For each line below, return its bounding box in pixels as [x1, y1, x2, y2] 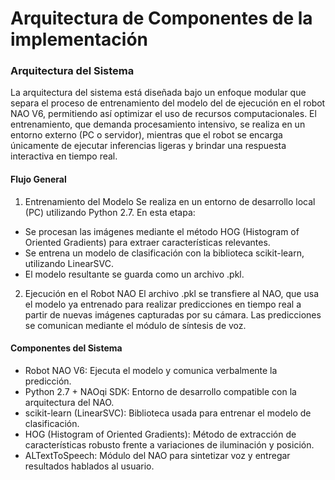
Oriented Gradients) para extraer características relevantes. [24, 236, 271, 248]
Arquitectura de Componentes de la [10, 7, 313, 30]
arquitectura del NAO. [24, 396, 115, 408]
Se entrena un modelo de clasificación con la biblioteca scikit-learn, [24, 247, 305, 259]
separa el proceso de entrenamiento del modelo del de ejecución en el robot [10, 97, 326, 109]
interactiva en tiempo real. [10, 150, 118, 162]
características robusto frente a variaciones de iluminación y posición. [24, 438, 315, 451]
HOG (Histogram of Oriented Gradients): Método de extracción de [24, 428, 297, 440]
